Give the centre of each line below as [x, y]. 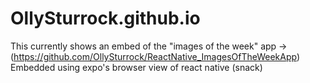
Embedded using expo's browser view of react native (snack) [136, 67]
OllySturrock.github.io [105, 18]
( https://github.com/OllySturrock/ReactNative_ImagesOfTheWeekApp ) [155, 56]
